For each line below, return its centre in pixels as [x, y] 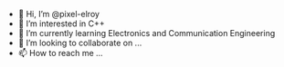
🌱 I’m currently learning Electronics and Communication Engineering [147, 33]
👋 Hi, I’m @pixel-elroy [59, 14]
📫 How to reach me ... [60, 53]
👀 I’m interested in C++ [61, 24]
